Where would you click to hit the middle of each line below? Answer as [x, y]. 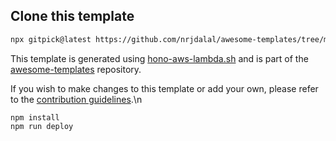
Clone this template [72, 16]
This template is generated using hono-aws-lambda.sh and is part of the [159, 58]
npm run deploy [42, 126]
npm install [35, 117]
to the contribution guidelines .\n [76, 99]
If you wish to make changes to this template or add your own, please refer [164, 88]
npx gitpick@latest [51, 39]
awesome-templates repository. [76, 69]
